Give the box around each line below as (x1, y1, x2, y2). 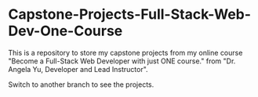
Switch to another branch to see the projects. (8, 80, 154, 89)
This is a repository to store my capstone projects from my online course (8, 48, 243, 57)
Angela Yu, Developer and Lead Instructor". (8, 64, 148, 74)
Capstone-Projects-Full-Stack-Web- (8, 5, 252, 23)
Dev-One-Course (8, 22, 123, 40)
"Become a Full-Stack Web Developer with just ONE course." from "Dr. (8, 56, 236, 66)
